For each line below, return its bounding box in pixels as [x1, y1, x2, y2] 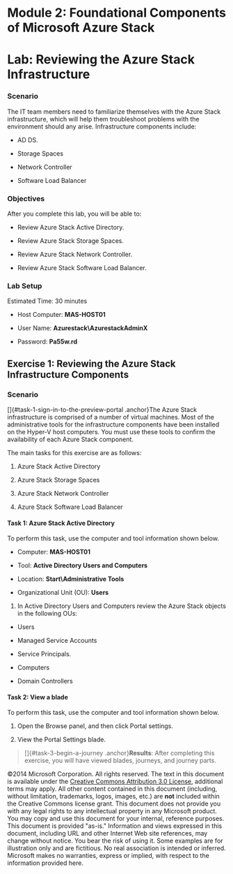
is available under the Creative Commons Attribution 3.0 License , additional [7, 777, 223, 786]
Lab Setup [7, 281, 42, 290]
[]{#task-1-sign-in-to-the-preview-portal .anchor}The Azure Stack [7, 405, 197, 413]
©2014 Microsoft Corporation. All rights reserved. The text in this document [7, 770, 225, 778]
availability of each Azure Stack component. [7, 435, 134, 443]
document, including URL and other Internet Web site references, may [7, 829, 208, 838]
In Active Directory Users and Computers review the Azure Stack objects [17, 602, 226, 610]
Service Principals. [17, 650, 72, 658]
